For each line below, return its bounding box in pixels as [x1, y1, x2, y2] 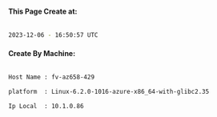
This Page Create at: [8, 6, 78, 16]
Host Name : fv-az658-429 [8, 73, 94, 82]
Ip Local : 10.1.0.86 [8, 103, 84, 111]
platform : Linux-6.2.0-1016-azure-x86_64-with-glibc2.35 [8, 88, 210, 96]
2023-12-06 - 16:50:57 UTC [8, 31, 98, 39]
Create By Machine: [8, 48, 76, 58]
